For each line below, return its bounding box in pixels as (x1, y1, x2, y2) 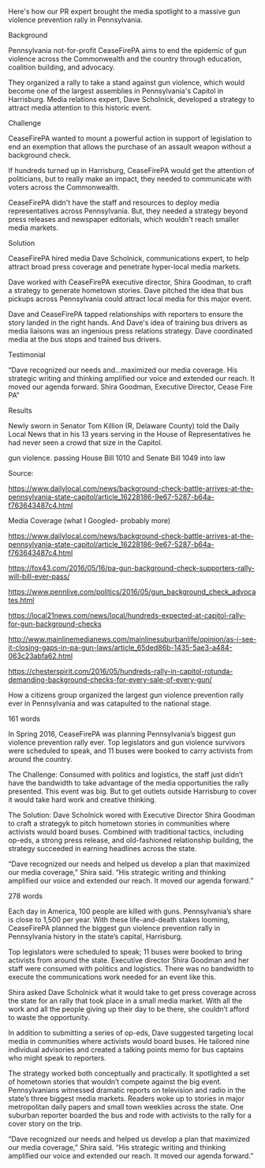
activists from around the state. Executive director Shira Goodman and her (8, 955, 250, 965)
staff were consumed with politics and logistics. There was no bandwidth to (8, 964, 254, 973)
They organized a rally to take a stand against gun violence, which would (8, 78, 245, 87)
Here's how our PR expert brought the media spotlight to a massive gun (8, 7, 241, 16)
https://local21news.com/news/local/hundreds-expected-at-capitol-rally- (8, 611, 246, 620)
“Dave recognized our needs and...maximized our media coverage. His (8, 365, 238, 375)
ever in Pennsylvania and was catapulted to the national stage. (8, 699, 211, 708)
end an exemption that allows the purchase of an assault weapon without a (8, 142, 252, 151)
